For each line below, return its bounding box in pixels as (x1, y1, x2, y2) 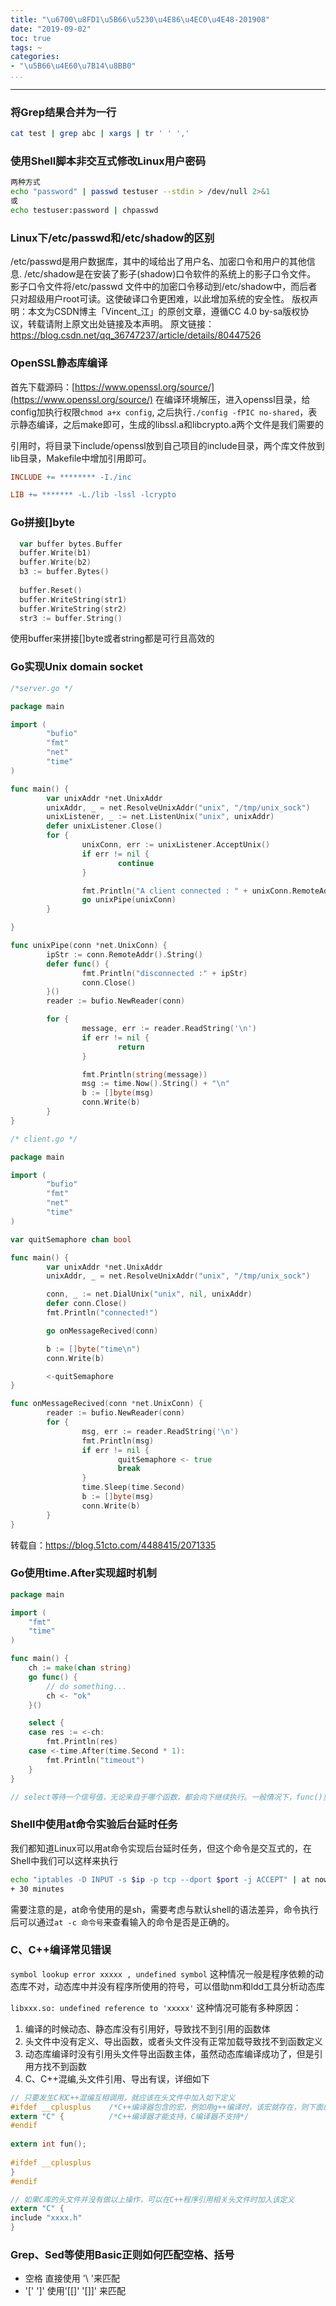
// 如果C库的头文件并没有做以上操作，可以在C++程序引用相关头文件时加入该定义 (10, 2194, 295, 2205)
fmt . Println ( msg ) (81, 1436, 155, 1446)
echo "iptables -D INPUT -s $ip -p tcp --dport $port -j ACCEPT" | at (10, 1874, 311, 1885)
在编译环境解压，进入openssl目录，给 (155, 393, 311, 405)
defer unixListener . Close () (46, 821, 163, 831)
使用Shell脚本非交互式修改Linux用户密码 (10, 154, 207, 168)
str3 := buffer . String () (19, 613, 123, 623)
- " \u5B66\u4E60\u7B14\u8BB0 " (10, 61, 137, 71)
